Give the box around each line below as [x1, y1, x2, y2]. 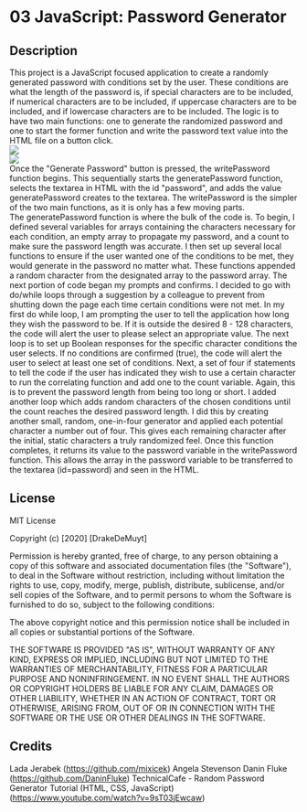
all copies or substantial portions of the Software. [9, 626, 195, 637]
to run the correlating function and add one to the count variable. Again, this [9, 377, 296, 388]
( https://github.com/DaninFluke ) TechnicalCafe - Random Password [9, 773, 265, 784]
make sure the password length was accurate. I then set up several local [9, 240, 281, 251]
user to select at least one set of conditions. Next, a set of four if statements [9, 358, 296, 368]
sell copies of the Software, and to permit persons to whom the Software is [9, 589, 292, 600]
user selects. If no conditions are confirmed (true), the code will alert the [9, 347, 283, 358]
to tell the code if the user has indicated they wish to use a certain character [9, 368, 297, 378]
